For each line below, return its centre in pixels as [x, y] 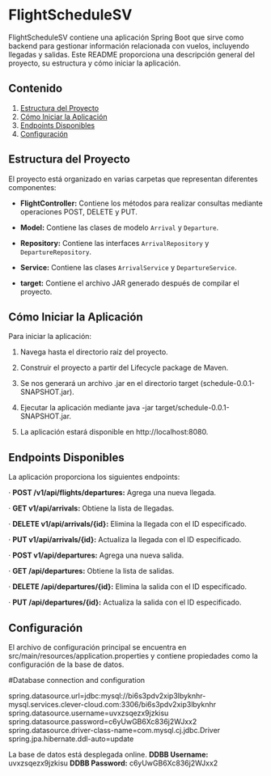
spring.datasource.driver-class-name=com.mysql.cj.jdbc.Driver [114, 730]
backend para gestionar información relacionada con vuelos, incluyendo [129, 45]
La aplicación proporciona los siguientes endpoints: [94, 477]
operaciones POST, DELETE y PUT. [78, 211]
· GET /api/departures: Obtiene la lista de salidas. [91, 571]
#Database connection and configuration [77, 680]
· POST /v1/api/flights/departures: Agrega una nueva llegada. [112, 493]
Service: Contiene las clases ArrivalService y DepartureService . [128, 267]
